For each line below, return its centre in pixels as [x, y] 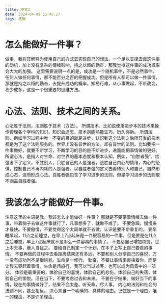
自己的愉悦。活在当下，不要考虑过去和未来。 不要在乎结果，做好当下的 [81, 279]
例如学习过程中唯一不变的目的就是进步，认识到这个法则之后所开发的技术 [87, 138]
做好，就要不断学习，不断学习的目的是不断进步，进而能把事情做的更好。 [87, 151]
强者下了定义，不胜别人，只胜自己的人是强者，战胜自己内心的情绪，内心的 [80, 163]
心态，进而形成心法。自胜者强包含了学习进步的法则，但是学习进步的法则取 [84, 175]
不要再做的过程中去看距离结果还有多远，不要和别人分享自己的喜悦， [83, 254]
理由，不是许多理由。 [35, 297]
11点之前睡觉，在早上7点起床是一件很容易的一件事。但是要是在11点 [89, 235]
